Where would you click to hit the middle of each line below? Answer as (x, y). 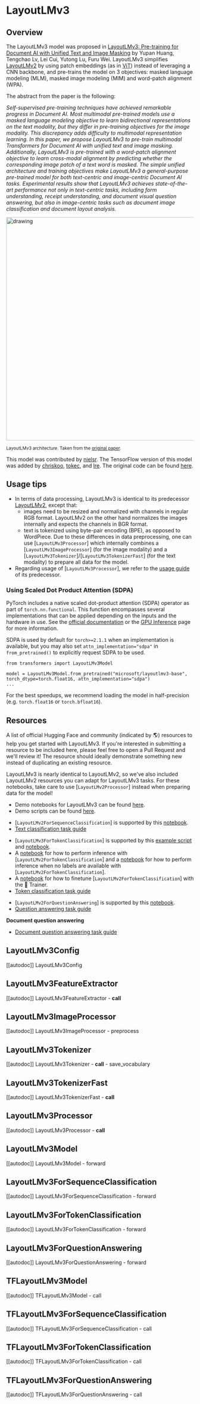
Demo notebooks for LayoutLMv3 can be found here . (80, 804)
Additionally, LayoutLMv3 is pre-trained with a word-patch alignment (91, 152)
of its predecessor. (38, 575)
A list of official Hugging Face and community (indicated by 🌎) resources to (99, 735)
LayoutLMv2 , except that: (46, 505)
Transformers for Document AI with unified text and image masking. (90, 146)
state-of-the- (171, 183)
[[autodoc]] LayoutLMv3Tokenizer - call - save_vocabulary (78, 1064)
